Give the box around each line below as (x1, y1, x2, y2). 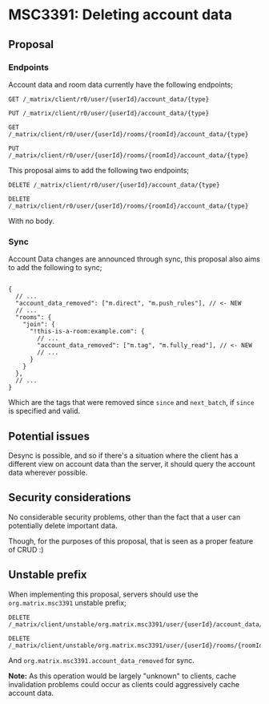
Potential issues (8, 429, 90, 443)
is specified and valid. (8, 407, 81, 416)
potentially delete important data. (8, 520, 118, 530)
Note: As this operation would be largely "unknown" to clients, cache (8, 671, 236, 681)
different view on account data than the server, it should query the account (8, 459, 255, 468)
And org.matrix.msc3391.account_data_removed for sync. (8, 655, 195, 665)
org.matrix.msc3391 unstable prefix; (8, 597, 126, 607)
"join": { (22, 321, 56, 329)
